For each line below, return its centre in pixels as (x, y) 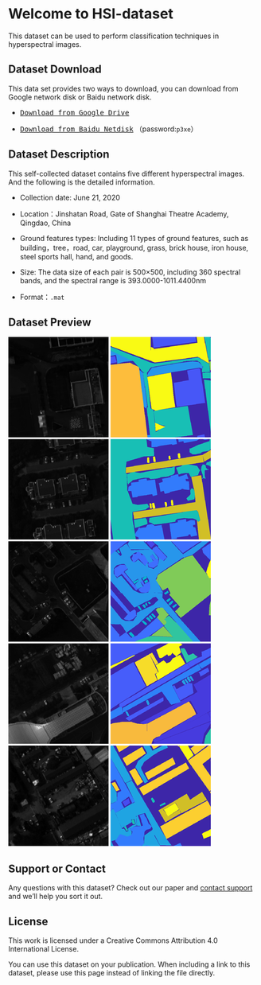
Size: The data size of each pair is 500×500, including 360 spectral (130, 272)
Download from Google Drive (74, 113)
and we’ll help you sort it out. (56, 897)
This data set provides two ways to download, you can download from (123, 88)
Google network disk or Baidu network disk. (80, 97)
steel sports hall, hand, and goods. (76, 256)
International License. (44, 949)
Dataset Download (55, 70)
